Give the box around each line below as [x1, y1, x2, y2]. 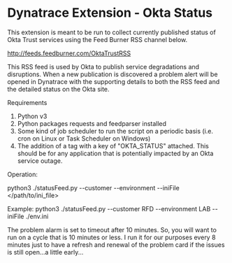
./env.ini [25, 212, 49, 220]
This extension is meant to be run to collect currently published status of [7, 28, 217, 36]
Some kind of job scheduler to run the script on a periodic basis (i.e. [17, 127, 214, 135]
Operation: [7, 170, 38, 178]
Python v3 [17, 112, 48, 120]
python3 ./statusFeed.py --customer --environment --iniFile [7, 183, 180, 192]
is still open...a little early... [7, 248, 84, 256]
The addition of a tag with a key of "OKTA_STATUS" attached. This [17, 141, 210, 150]
